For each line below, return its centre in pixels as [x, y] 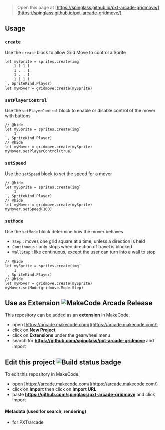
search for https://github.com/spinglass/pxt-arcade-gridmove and [83, 341]
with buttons [18, 116]
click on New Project [34, 330]
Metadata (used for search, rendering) [46, 411]
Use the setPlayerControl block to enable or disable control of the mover [80, 110]
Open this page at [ [37, 7]
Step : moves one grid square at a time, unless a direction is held [79, 241]
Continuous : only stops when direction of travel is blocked [72, 246]
